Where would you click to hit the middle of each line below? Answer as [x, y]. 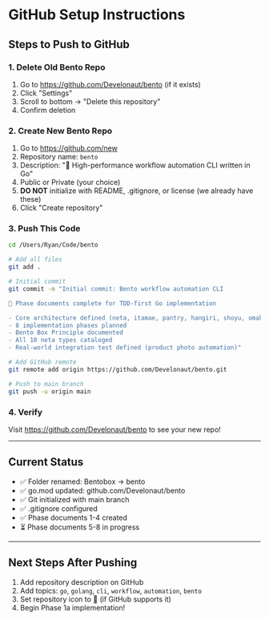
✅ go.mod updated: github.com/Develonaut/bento [102, 490]
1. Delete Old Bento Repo [57, 67]
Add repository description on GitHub [82, 582]
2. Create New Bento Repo [60, 131]
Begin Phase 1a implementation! [72, 607]
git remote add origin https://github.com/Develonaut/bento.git [118, 369]
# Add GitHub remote [43, 362]
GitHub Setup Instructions [97, 15]
